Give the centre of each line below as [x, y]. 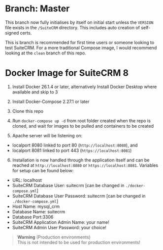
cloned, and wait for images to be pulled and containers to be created [83, 126]
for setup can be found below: [43, 170]
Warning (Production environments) [54, 237]
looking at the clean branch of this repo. [46, 53]
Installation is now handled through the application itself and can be [81, 160]
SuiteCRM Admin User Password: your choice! [59, 227]
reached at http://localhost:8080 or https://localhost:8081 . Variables [85, 165]
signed [12, 33]
